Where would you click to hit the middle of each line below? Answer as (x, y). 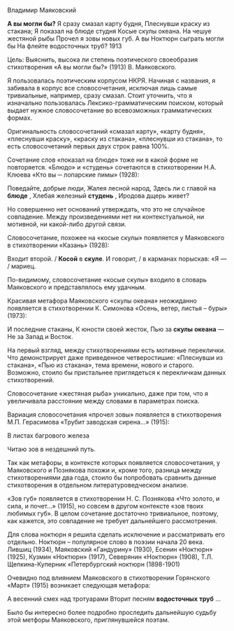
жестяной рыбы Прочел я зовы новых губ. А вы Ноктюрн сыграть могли (116, 39)
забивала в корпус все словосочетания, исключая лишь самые (102, 88)
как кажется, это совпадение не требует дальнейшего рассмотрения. (112, 521)
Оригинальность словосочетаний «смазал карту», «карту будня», (106, 131)
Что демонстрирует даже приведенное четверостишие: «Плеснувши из (115, 358)
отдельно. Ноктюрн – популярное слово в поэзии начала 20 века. (106, 542)
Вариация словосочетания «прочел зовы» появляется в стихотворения (114, 415)
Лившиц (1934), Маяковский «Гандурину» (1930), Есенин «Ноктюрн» (110, 549)
